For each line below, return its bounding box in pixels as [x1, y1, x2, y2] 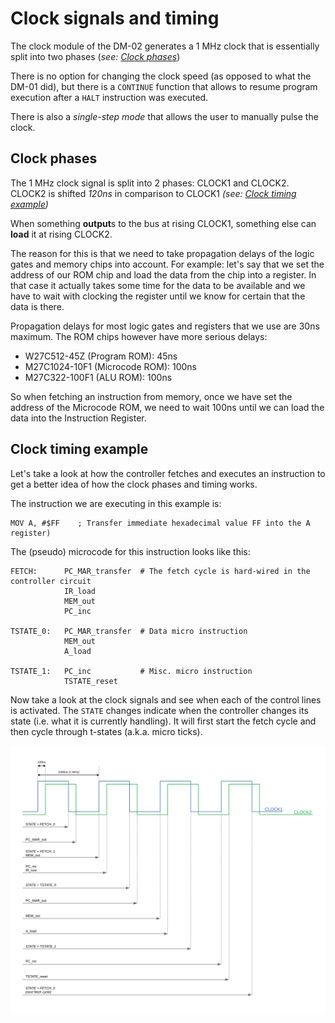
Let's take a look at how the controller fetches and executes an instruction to [10, 467, 326, 479]
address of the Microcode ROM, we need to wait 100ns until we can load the [10, 401, 325, 413]
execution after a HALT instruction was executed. [10, 91, 209, 103]
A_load [63, 646, 92, 656]
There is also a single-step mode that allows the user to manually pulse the [10, 110, 319, 122]
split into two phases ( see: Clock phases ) [10, 50, 181, 62]
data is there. [10, 300, 65, 312]
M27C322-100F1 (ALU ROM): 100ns [24, 371, 173, 383]
